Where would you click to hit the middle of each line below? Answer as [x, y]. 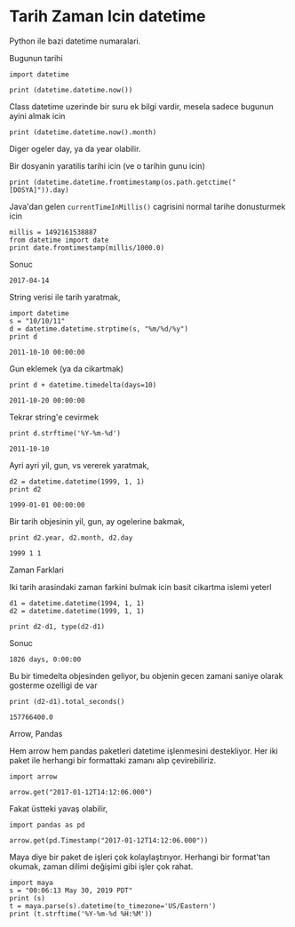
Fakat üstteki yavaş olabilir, [59, 808]
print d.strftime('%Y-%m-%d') [65, 433]
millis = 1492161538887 [53, 232]
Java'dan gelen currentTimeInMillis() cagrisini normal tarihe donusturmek [147, 206]
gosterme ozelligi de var [53, 685]
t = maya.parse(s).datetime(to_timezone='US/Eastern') [113, 906]
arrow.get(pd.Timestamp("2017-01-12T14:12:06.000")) [109, 840]
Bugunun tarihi [36, 58]
